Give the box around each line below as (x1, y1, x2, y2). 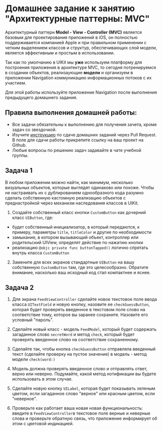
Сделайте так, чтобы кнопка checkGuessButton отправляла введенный (12, 346, 156, 352)
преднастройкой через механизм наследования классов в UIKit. (5, 200, 139, 206)
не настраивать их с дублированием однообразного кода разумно (5, 190, 144, 196)
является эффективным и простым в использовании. (5, 50, 115, 56)
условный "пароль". (12, 317, 54, 323)
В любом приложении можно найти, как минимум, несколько (5, 179, 133, 185)
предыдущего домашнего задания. (5, 94, 77, 100)
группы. (12, 152, 29, 158)
